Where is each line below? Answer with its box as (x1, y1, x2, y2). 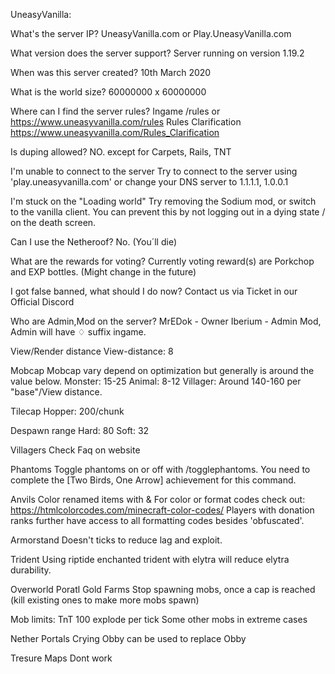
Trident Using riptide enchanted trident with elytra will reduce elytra (10, 554, 290, 565)
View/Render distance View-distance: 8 (10, 345, 174, 357)
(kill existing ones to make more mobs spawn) (10, 594, 200, 606)
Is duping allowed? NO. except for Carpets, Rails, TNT (10, 146, 232, 158)
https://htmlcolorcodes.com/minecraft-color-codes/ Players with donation (10, 504, 315, 516)
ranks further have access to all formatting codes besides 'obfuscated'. (10, 515, 305, 526)
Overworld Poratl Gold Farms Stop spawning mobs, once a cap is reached (10, 584, 316, 595)
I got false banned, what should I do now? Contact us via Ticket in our (10, 285, 298, 297)
